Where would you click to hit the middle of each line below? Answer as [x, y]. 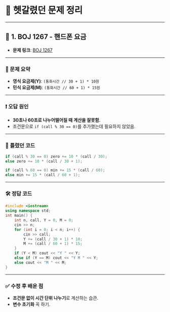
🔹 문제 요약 [18, 69]
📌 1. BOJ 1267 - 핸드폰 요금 [46, 37]
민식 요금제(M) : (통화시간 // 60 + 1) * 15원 [56, 88]
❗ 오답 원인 [17, 106]
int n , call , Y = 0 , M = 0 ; [44, 220]
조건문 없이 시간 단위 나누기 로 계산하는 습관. [55, 298]
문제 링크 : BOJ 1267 [33, 50]
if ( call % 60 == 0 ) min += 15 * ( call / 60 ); [55, 170]
